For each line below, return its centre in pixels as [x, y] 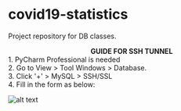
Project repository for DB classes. [62, 36]
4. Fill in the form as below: [52, 84]
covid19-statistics [68, 14]
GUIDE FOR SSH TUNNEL [132, 51]
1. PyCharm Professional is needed [64, 59]
